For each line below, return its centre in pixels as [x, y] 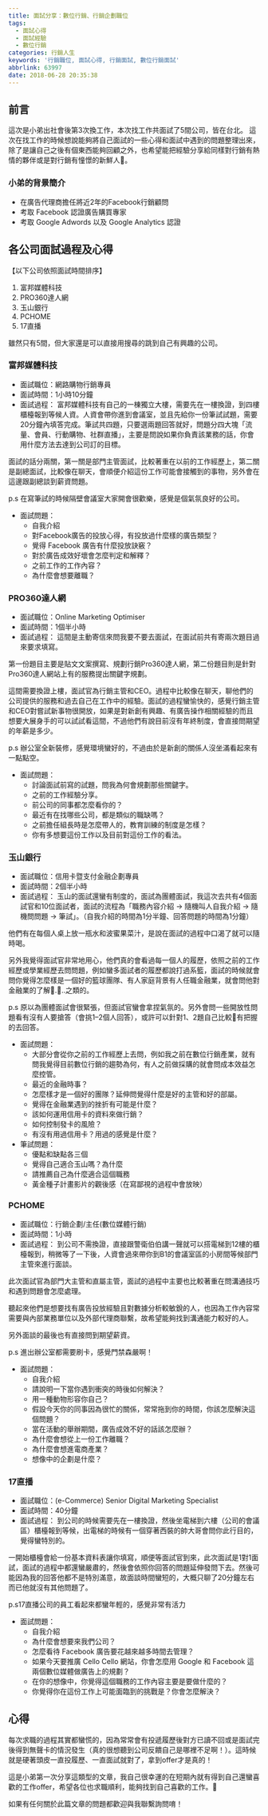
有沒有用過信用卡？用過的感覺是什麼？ [95, 1134]
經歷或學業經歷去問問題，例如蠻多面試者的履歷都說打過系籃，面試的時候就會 [134, 970]
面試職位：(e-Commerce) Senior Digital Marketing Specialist [119, 1501]
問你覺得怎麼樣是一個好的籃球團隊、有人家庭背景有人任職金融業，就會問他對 [134, 980]
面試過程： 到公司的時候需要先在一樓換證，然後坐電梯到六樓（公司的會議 [140, 1521]
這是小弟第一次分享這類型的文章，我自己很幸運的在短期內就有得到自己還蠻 [130, 1777]
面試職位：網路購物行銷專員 [65, 384]
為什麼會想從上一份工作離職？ [81, 1439]
